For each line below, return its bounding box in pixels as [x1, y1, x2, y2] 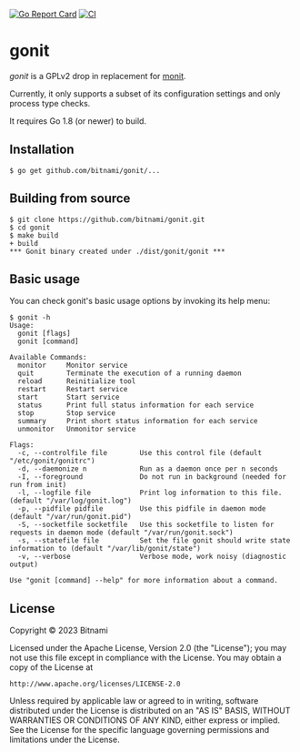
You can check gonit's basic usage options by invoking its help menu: [9, 296, 271, 307]
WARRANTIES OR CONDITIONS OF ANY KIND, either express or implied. [9, 715, 280, 726]
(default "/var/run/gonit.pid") [9, 513, 132, 522]
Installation [9, 142, 75, 158]
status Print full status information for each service [17, 401, 255, 410]
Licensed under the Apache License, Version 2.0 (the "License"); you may [9, 643, 287, 654]
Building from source [9, 191, 131, 207]
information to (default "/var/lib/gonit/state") [9, 544, 202, 554]
